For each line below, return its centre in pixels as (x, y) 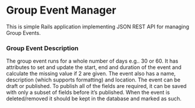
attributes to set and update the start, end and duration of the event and (94, 67)
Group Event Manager (61, 10)
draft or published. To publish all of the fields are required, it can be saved (96, 86)
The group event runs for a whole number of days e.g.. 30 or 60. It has (92, 61)
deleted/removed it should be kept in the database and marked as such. (94, 99)
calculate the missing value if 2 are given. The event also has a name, (91, 74)
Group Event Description (42, 48)
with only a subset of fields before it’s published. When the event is (88, 93)
